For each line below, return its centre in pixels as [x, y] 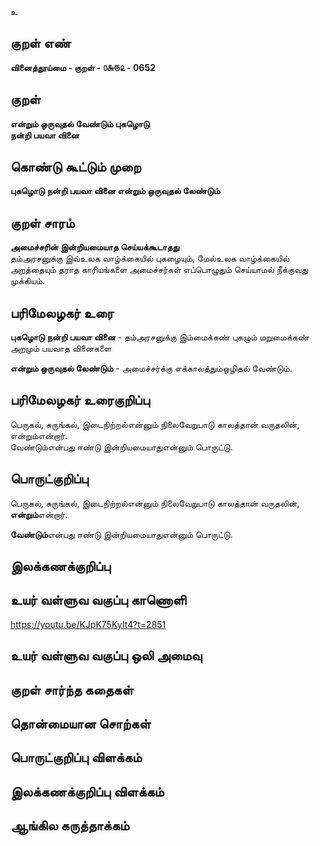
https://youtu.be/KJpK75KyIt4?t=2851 [88, 624]
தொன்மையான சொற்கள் [81, 724]
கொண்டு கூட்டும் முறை [76, 167]
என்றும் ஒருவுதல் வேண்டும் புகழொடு [80, 123]
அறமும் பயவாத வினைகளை [61, 348]
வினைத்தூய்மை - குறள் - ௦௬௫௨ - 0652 [83, 67]
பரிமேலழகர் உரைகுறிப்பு [80, 400]
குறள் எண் [41, 43]
